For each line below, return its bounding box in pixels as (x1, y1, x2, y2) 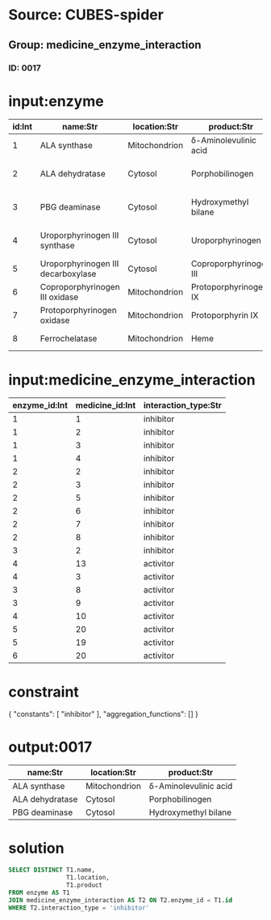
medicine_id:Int (75, 400, 136, 411)
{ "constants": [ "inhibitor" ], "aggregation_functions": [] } (8, 710, 199, 719)
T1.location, (65, 874, 110, 882)
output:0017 (8, 738, 93, 756)
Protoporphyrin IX (190, 310, 259, 321)
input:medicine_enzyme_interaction (8, 371, 256, 389)
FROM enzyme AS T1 (8, 888, 70, 897)
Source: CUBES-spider (8, 6, 164, 24)
